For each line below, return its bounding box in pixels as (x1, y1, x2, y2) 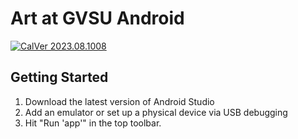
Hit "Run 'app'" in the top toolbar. (24, 117, 162, 129)
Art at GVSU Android (10, 7, 185, 30)
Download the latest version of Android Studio (24, 95, 215, 107)
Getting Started (10, 69, 109, 86)
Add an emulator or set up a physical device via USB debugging (24, 106, 288, 118)
